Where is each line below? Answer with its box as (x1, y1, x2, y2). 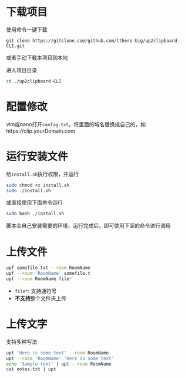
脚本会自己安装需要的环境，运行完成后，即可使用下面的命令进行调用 (6, 222, 171, 229)
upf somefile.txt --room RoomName (6, 265, 91, 271)
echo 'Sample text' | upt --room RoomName (6, 361, 112, 367)
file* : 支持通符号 (14, 287, 57, 294)
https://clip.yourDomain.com (6, 127, 75, 134)
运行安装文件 (6, 150, 69, 163)
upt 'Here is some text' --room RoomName (6, 350, 109, 356)
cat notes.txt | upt (6, 366, 57, 372)
